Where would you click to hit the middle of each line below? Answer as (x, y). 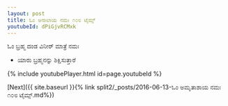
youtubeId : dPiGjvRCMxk (42, 26)
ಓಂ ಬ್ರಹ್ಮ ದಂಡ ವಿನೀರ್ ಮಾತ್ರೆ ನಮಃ (43, 46)
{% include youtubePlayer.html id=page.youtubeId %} (85, 74)
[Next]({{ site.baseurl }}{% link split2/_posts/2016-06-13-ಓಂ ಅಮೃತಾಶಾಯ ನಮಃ (114, 87)
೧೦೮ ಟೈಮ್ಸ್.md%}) (31, 95)
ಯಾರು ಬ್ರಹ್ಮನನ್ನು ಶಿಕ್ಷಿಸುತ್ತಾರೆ (46, 60)
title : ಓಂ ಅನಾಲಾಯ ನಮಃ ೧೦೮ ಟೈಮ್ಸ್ (51, 20)
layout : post (26, 14)
